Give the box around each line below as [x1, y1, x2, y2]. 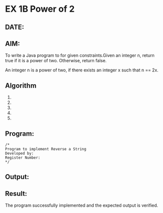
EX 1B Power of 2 [5, 3, 75, 15]
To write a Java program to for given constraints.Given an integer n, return [5, 52, 155, 58]
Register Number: [5, 155, 41, 160]
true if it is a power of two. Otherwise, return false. [5, 58, 107, 64]
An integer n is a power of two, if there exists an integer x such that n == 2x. [5, 67, 159, 73]
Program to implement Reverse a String [5, 147, 87, 152]
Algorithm [5, 81, 37, 90]
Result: [5, 189, 27, 198]
